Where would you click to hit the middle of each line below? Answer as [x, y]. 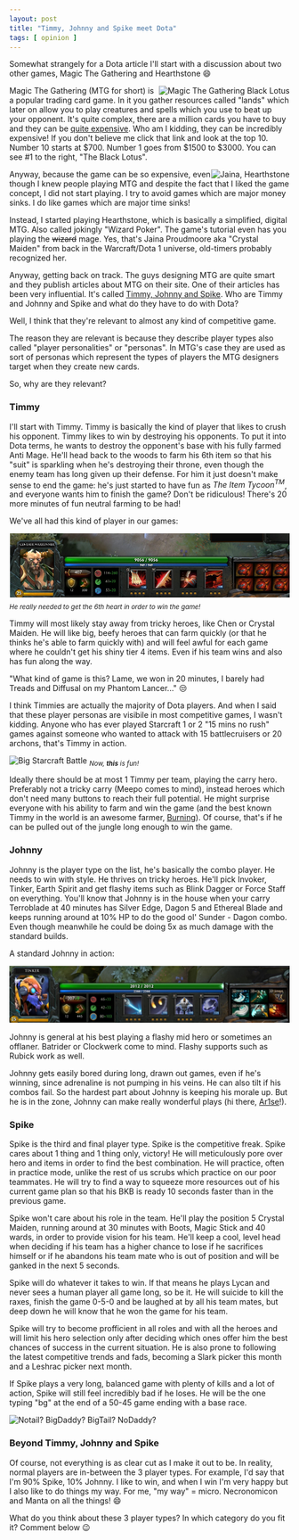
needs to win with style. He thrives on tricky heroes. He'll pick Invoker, [138, 879]
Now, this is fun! [114, 763]
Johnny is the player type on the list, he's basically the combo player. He [142, 869]
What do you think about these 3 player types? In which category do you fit [147, 1518]
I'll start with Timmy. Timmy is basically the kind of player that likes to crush [148, 426]
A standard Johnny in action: [62, 953]
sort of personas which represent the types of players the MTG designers [144, 358]
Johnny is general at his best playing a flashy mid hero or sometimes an [141, 1037]
